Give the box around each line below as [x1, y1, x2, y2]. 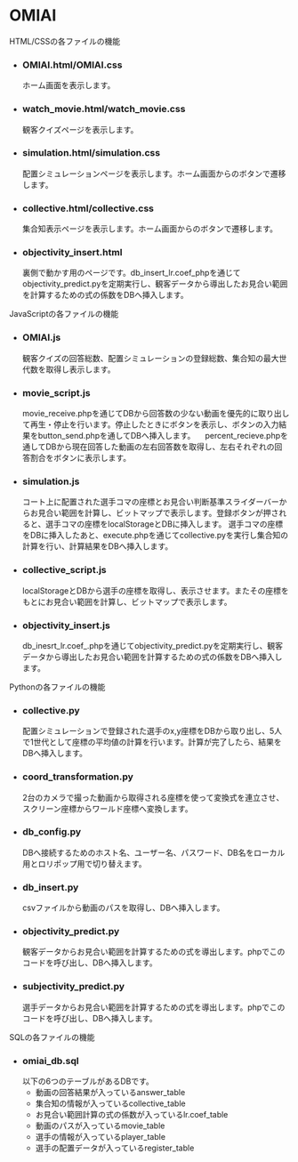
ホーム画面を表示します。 [21, 80, 116, 91]
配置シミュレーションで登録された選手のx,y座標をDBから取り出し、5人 [21, 726, 283, 737]
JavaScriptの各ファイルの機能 [9, 309, 119, 319]
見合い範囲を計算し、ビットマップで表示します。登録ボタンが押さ [37, 508, 279, 519]
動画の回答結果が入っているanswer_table [35, 1086, 186, 1097]
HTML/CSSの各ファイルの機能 [9, 36, 121, 46]
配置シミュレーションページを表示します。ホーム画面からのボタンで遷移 [21, 168, 286, 179]
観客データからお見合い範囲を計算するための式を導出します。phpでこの [21, 947, 286, 957]
